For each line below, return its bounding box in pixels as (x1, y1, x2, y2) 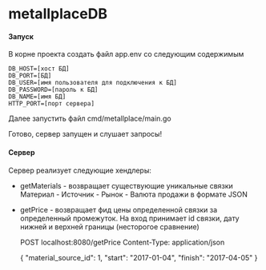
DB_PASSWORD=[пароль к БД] (8, 85, 99, 94)
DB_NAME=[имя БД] (8, 93, 66, 101)
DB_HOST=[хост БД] (8, 65, 70, 73)
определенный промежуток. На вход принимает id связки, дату (19, 213, 240, 223)
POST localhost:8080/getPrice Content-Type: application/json (19, 237, 225, 247)
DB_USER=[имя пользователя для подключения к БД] (8, 79, 178, 87)
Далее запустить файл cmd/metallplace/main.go (8, 113, 171, 124)
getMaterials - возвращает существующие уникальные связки (19, 181, 234, 190)
